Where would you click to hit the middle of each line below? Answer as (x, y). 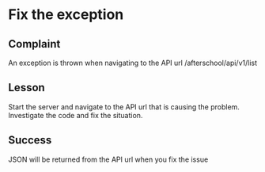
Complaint (34, 44)
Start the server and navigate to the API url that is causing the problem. (124, 107)
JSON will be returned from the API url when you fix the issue (108, 159)
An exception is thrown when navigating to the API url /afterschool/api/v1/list (133, 63)
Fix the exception (66, 15)
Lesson (26, 88)
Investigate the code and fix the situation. (76, 115)
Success (30, 140)
